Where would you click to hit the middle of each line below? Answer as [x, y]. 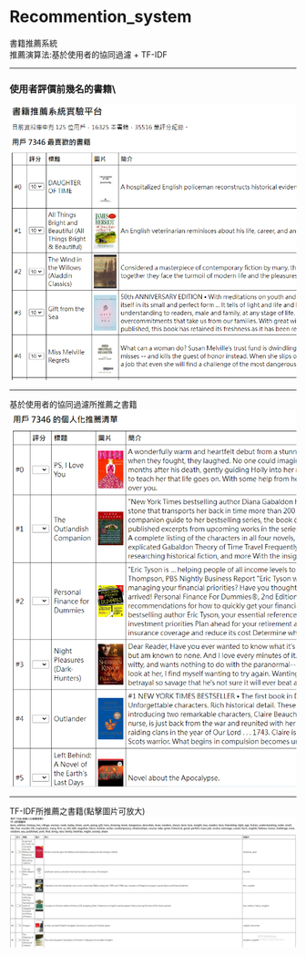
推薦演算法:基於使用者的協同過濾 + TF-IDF [89, 54]
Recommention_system [101, 17]
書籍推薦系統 [33, 43]
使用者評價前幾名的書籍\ [63, 88]
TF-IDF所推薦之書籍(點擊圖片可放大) [77, 811]
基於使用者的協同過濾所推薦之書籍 [73, 404]
